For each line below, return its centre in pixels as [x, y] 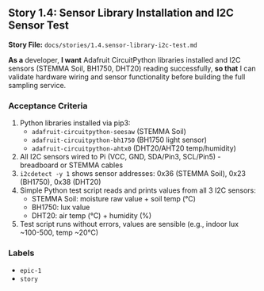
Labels [21, 253]
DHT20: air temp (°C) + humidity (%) [92, 216]
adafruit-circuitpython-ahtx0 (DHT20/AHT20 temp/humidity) [134, 148]
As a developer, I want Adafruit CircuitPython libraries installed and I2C [124, 59]
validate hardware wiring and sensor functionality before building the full [127, 77]
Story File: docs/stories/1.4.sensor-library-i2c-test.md [103, 44]
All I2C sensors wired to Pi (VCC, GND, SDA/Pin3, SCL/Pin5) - [120, 157]
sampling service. [37, 85]
